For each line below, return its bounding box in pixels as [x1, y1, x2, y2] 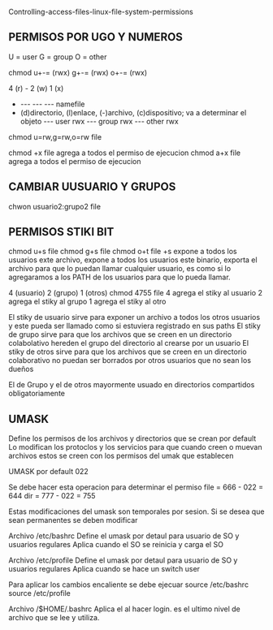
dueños [8, 365, 34, 374]
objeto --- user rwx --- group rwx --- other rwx [19, 116, 179, 126]
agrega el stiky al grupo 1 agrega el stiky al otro [8, 296, 167, 307]
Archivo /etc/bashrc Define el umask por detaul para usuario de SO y [8, 531, 240, 541]
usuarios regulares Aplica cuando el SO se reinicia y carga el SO [8, 540, 223, 550]
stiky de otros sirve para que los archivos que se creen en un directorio [8, 347, 247, 356]
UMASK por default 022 [8, 467, 89, 477]
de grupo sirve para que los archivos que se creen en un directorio [8, 330, 232, 339]
